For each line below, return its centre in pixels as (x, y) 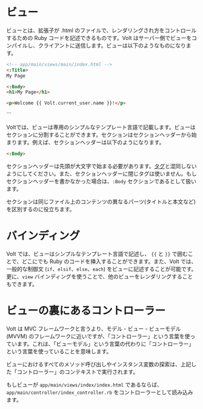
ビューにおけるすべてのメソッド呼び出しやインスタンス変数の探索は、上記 (99, 364)
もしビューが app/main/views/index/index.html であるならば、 (84, 384)
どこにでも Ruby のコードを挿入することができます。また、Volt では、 (109, 261)
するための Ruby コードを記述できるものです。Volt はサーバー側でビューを (99, 38)
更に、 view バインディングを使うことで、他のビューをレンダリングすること (100, 276)
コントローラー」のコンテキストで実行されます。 (78, 371)
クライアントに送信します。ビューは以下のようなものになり (112, 45)
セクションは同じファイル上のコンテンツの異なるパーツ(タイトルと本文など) (101, 202)
